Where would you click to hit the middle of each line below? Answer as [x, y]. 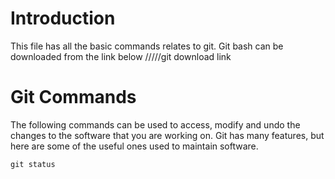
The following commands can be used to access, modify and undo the [155, 124]
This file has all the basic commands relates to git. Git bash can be [147, 46]
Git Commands [73, 97]
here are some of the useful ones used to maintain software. [134, 146]
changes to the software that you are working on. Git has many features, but [167, 135]
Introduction [63, 18]
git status [33, 164]
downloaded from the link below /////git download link [121, 56]
